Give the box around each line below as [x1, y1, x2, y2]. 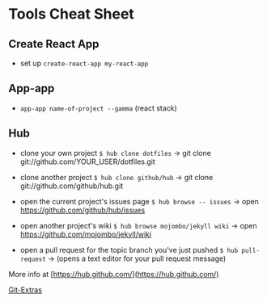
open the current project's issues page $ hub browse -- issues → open [19, 196, 259, 206]
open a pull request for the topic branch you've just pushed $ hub [19, 245, 239, 254]
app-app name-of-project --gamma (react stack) [19, 103, 178, 113]
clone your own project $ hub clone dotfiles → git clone [19, 148, 212, 157]
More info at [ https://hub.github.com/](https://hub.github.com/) [8, 269, 219, 279]
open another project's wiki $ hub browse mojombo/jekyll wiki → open [19, 220, 257, 230]
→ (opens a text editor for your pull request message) [47, 254, 227, 263]
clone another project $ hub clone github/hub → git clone [19, 172, 214, 182]
